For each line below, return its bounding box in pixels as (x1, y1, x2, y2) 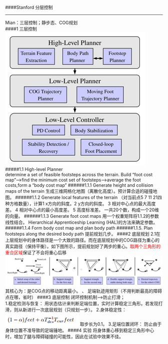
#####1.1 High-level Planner (5, 166, 63, 172)
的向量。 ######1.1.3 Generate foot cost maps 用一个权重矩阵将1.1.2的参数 (5, 213, 159, 219)
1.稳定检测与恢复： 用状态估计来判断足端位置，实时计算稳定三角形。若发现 (5, 301, 158, 307)
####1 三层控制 (5, 26, 37, 31)
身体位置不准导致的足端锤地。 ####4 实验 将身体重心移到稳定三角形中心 (5, 328, 154, 334)
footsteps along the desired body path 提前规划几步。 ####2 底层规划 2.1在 (5, 231, 161, 237)
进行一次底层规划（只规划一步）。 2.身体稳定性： (26, 307, 126, 313)
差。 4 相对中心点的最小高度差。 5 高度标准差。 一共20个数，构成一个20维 (5, 207, 159, 213)
